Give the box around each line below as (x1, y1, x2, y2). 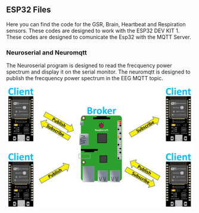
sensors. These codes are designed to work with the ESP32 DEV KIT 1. (6, 27, 180, 34)
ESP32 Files (6, 5, 51, 15)
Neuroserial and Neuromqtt (6, 48, 88, 56)
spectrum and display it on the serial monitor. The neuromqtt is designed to (6, 68, 191, 75)
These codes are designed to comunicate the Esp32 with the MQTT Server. (6, 33, 192, 41)
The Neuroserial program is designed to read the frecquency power (6, 62, 173, 69)
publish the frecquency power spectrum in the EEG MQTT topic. (6, 75, 164, 82)
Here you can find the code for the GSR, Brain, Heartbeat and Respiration (6, 20, 186, 28)
